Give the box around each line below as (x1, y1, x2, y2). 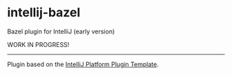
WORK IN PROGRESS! (7, 40, 70, 48)
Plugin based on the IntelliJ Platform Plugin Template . (7, 60, 159, 68)
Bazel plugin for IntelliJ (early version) (7, 27, 115, 35)
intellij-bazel (7, 5, 81, 20)
